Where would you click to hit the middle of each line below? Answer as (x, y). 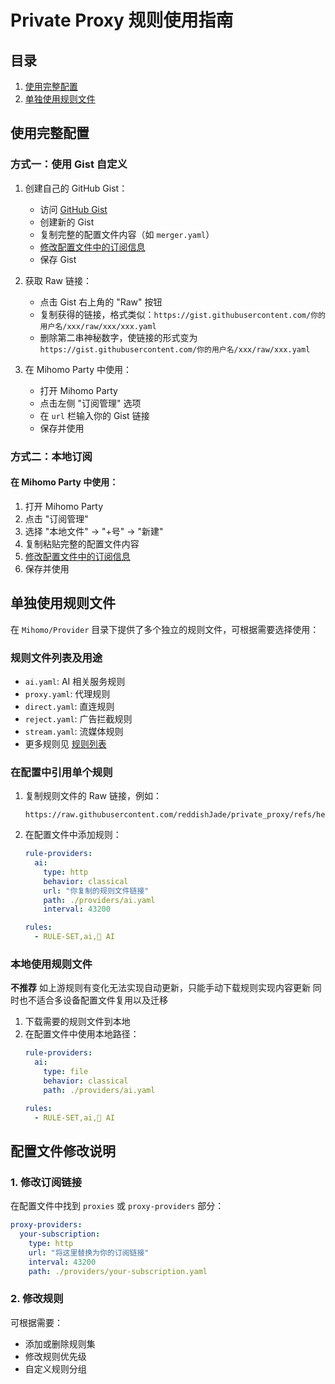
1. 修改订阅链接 (46, 1182)
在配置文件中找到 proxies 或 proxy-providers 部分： (117, 1206)
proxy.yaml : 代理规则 (67, 693)
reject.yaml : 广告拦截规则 (78, 718)
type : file (66, 1072)
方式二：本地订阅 (51, 456)
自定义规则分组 (55, 1368)
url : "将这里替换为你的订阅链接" (89, 1252)
